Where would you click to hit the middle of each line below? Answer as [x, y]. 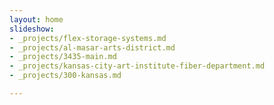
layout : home [36, 19]
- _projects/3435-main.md [63, 57]
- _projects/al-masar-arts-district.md [92, 47]
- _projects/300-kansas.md [65, 76]
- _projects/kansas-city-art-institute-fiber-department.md [137, 66]
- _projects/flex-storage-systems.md [88, 38]
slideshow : [32, 29]
